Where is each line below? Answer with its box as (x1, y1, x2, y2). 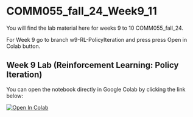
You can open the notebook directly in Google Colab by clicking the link (6, 85, 186, 93)
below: (6, 92, 23, 99)
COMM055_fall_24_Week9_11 (6, 4, 157, 18)
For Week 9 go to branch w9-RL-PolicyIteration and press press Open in (6, 36, 188, 43)
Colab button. (6, 42, 41, 50)
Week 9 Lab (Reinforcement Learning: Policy (6, 60, 179, 70)
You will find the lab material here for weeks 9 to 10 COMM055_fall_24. (6, 24, 184, 32)
